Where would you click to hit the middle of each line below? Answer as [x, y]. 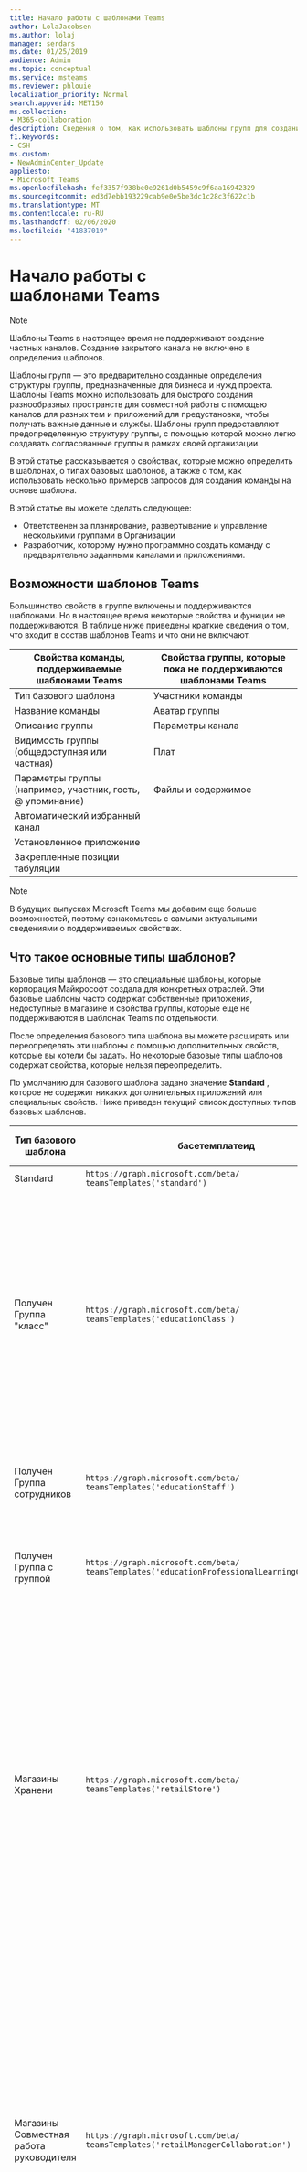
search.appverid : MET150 [57, 103]
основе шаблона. [43, 490]
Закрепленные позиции [67, 857]
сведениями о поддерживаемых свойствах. [96, 929]
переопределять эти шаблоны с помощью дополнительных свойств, [144, 1046]
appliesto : [30, 171]
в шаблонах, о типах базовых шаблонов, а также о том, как [126, 471]
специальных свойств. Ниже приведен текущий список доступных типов [153, 1102]
